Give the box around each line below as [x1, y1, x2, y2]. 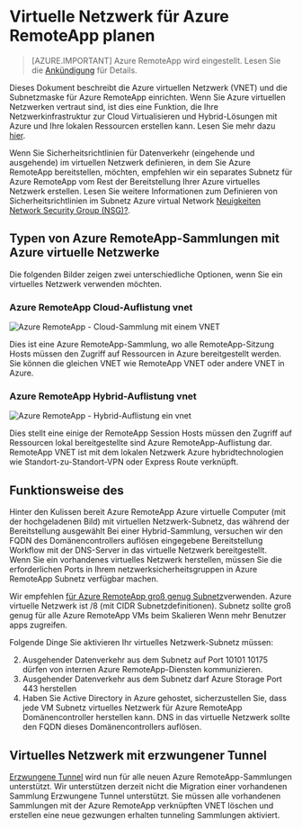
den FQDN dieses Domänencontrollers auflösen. [22, 722, 202, 733]
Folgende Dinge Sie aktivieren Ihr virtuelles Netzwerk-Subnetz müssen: [9, 637, 274, 648]
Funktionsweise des [9, 482, 124, 498]
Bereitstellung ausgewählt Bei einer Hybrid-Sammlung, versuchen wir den [9, 526, 283, 536]
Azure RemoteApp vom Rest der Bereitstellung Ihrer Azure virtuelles [9, 176, 261, 186]
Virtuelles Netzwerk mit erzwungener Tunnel [9, 747, 267, 762]
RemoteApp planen [9, 25, 155, 46]
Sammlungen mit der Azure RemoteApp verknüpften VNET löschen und [9, 799, 274, 811]
